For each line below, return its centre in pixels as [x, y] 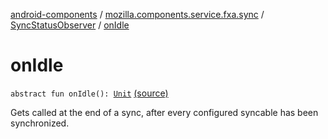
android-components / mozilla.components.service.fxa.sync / [137, 14]
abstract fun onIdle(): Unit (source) [89, 93]
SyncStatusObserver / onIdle [70, 25]
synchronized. [40, 123]
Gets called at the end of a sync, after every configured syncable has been [164, 112]
